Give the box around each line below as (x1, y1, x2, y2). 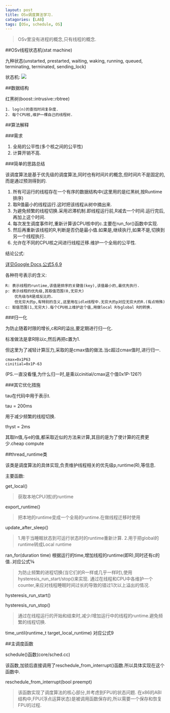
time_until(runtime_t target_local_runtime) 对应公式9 (5, 630, 114, 636)
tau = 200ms (5, 403, 32, 409)
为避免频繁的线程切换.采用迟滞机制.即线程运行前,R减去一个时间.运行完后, (12, 208, 165, 214)
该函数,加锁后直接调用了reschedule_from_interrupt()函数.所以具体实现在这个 (5, 663, 165, 669)
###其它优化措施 (5, 382, 41, 388)
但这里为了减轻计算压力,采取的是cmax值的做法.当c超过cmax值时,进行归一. (5, 347, 161, 353)
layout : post (5, 7, 33, 13)
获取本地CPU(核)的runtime (17, 493, 74, 500)
